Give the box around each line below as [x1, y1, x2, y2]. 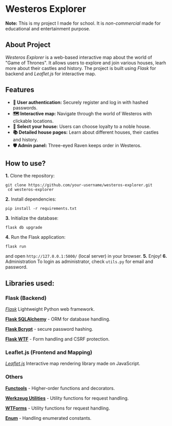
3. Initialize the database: [5, 215, 59, 221]
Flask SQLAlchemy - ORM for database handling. [5, 316, 110, 322]
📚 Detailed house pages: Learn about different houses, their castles [12, 129, 159, 135]
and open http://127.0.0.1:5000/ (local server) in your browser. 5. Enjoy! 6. [5, 253, 167, 259]
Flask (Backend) [5, 294, 47, 301]
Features [5, 85, 34, 94]
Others [5, 374, 23, 381]
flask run [5, 244, 27, 250]
